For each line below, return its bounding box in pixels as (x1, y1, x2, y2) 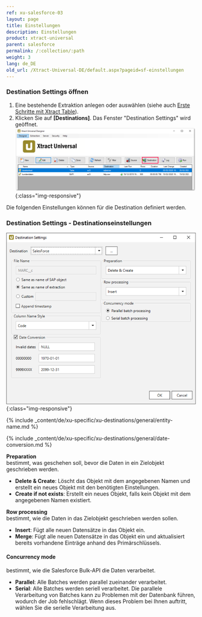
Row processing (6, 508, 48, 516)
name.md (6, 423, 30, 430)
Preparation (6, 453, 37, 460)
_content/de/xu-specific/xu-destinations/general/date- (34, 435, 170, 442)
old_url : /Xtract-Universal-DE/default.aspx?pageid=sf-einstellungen (6, 67, 185, 73)
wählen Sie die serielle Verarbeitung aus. (14, 604, 117, 611)
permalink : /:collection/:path (6, 48, 85, 54)
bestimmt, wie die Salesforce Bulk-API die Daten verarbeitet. (6, 566, 156, 574)
